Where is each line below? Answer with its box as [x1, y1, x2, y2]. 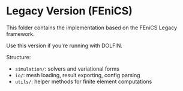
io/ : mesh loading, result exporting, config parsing [14, 71, 140, 78]
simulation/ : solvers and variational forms [14, 65, 120, 72]
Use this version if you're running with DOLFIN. [6, 42, 123, 49]
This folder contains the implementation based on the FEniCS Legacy [6, 24, 178, 31]
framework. [6, 30, 35, 37]
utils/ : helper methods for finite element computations [14, 78, 152, 85]
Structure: [6, 53, 31, 60]
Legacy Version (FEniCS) [6, 4, 133, 18]
